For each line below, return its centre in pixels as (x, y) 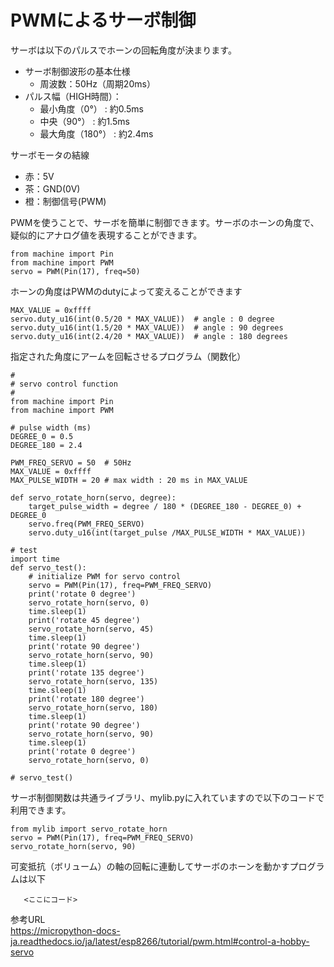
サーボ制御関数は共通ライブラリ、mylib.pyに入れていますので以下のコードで (167, 797)
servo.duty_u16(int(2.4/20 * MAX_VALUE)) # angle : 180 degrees (149, 336)
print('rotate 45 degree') (84, 620)
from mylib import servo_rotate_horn (89, 829)
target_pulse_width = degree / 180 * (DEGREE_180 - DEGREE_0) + (165, 506)
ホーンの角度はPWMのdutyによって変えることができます (126, 291)
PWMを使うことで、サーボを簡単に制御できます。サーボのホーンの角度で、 (165, 222)
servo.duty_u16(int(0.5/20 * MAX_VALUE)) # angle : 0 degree (142, 319)
